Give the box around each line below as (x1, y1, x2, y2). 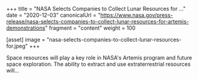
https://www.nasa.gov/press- (100, 11, 173, 19)
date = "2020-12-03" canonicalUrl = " (6, 11, 101, 19)
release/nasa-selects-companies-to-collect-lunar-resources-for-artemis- (6, 18, 189, 25)
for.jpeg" (6, 42, 28, 49)
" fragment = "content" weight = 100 (45, 24, 136, 31)
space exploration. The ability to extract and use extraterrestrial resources (6, 60, 191, 68)
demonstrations (6, 24, 45, 31)
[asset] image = (6, 36, 45, 43)
